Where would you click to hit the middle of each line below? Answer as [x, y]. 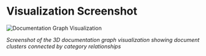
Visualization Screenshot [72, 11]
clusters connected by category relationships [64, 46]
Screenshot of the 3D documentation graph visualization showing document [103, 40]
